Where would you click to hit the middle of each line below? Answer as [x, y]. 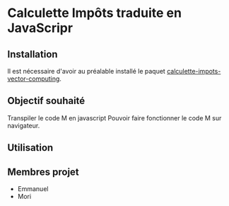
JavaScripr [40, 28]
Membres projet [43, 172]
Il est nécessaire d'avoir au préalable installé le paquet [87, 71]
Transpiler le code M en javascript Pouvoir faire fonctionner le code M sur [114, 118]
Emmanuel [33, 189]
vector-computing [34, 79]
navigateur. [24, 125]
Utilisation [30, 148]
